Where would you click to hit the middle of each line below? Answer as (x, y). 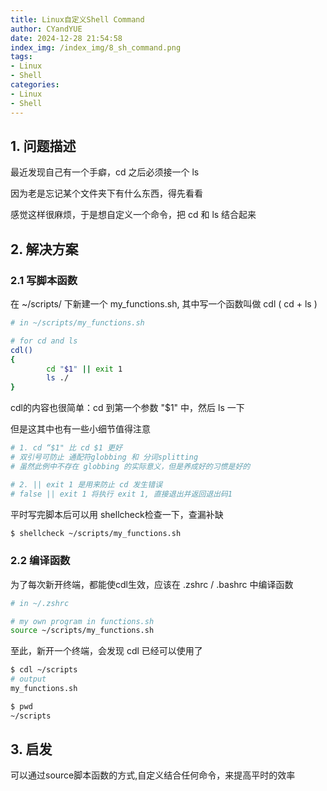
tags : (21, 57)
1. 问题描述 (43, 146)
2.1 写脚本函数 (44, 280)
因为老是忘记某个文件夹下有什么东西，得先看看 (106, 193)
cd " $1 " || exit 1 (84, 369)
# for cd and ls (44, 341)
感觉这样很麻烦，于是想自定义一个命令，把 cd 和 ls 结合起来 (133, 215)
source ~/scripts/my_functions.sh (82, 631)
